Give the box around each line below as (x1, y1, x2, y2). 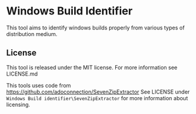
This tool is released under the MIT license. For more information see (6, 64, 178, 71)
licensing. (6, 101, 30, 108)
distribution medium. (6, 30, 58, 37)
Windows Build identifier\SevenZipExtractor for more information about (6, 94, 188, 101)
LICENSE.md (6, 70, 38, 77)
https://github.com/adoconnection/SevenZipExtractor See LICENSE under (6, 88, 190, 95)
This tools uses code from (6, 82, 71, 89)
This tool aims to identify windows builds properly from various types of (6, 24, 185, 31)
